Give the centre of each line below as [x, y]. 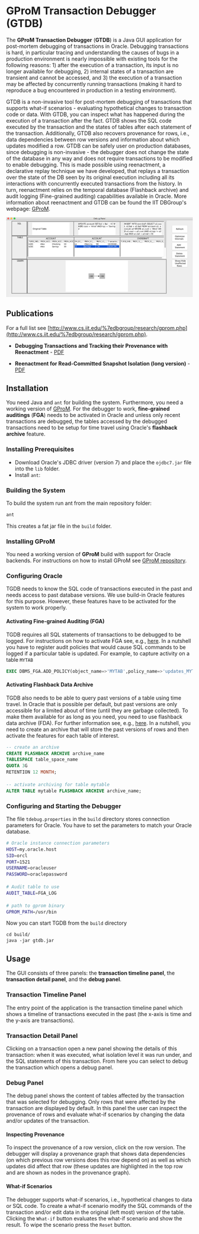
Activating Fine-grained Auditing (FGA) [55, 621]
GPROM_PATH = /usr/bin [32, 912]
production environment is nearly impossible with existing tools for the [92, 59]
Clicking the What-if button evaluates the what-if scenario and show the [94, 1218]
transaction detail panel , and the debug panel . [64, 979]
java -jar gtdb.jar [30, 941]
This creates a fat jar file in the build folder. [59, 526]
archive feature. [26, 434]
